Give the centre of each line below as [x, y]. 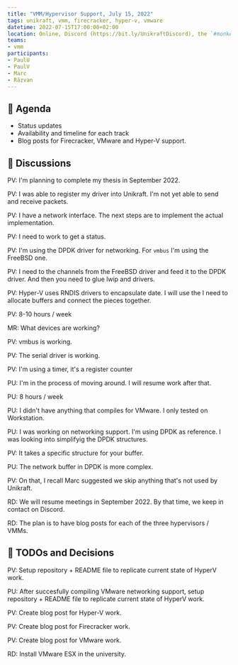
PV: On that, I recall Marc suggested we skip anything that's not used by [113, 480]
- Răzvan [20, 80]
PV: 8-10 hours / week [40, 314]
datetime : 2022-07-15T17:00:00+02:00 [63, 27]
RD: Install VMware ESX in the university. [67, 654]
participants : [28, 54]
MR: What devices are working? [54, 328]
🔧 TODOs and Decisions [61, 553]
